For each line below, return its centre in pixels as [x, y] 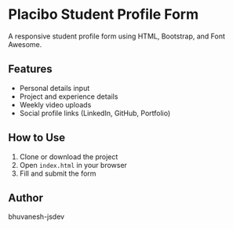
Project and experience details [69, 96]
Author [25, 198]
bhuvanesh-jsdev [36, 216]
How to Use [37, 138]
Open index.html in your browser [73, 165]
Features [30, 69]
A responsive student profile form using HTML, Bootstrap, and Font [117, 36]
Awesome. [25, 44]
